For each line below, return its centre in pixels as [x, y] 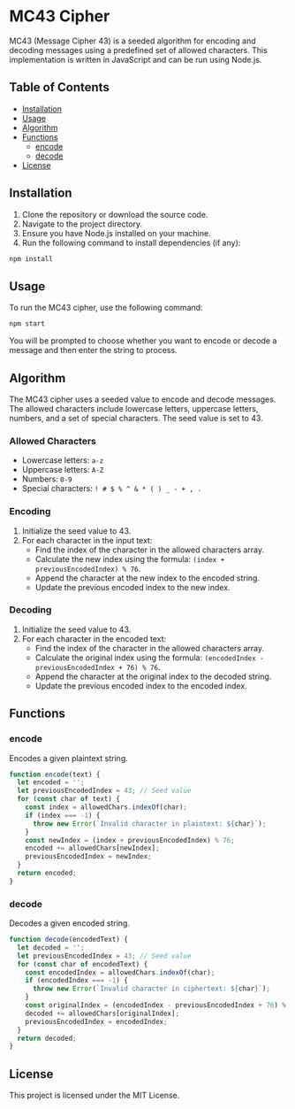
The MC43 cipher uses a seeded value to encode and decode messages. [143, 399]
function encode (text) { [55, 774]
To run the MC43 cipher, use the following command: [106, 308]
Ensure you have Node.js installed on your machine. [116, 233]
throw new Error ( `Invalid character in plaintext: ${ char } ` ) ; [149, 824]
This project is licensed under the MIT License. [95, 1096]
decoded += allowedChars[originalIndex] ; [102, 1013]
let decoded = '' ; [51, 947]
